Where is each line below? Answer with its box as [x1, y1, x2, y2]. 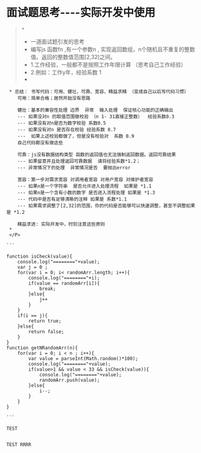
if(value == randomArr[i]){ [28, 280, 100, 286]
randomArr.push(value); [39, 377, 100, 383]
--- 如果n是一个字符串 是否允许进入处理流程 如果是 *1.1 [17, 183, 152, 189]
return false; [28, 328, 64, 335]
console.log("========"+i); [28, 275, 100, 281]
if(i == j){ [17, 312, 48, 318]
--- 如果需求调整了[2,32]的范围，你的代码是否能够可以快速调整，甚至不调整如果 [17, 202, 195, 209]
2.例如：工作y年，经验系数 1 [30, 68, 102, 76]
